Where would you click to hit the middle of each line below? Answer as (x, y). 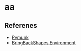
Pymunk (20, 37)
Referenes (21, 26)
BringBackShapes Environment (44, 43)
